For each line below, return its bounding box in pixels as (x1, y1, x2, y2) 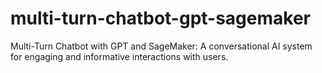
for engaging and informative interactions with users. (10, 50, 229, 62)
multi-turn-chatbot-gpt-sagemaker (10, 7, 311, 30)
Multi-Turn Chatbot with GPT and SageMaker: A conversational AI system (10, 40, 313, 52)
